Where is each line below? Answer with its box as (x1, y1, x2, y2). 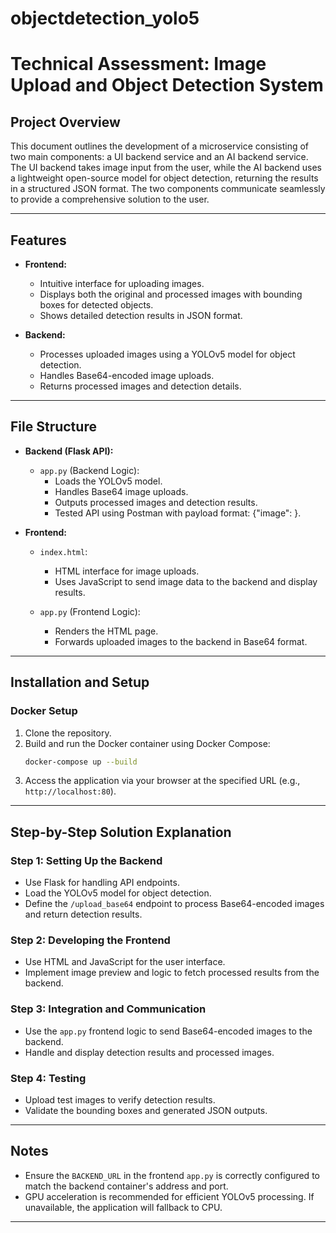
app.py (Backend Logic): (39, 464, 140, 476)
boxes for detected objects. (39, 299, 154, 311)
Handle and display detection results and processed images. (24, 1046, 275, 1058)
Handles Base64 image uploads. (54, 485, 189, 497)
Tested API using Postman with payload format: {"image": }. (54, 507, 302, 519)
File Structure (10, 418, 97, 436)
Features (10, 232, 67, 249)
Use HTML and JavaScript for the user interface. (24, 956, 226, 968)
